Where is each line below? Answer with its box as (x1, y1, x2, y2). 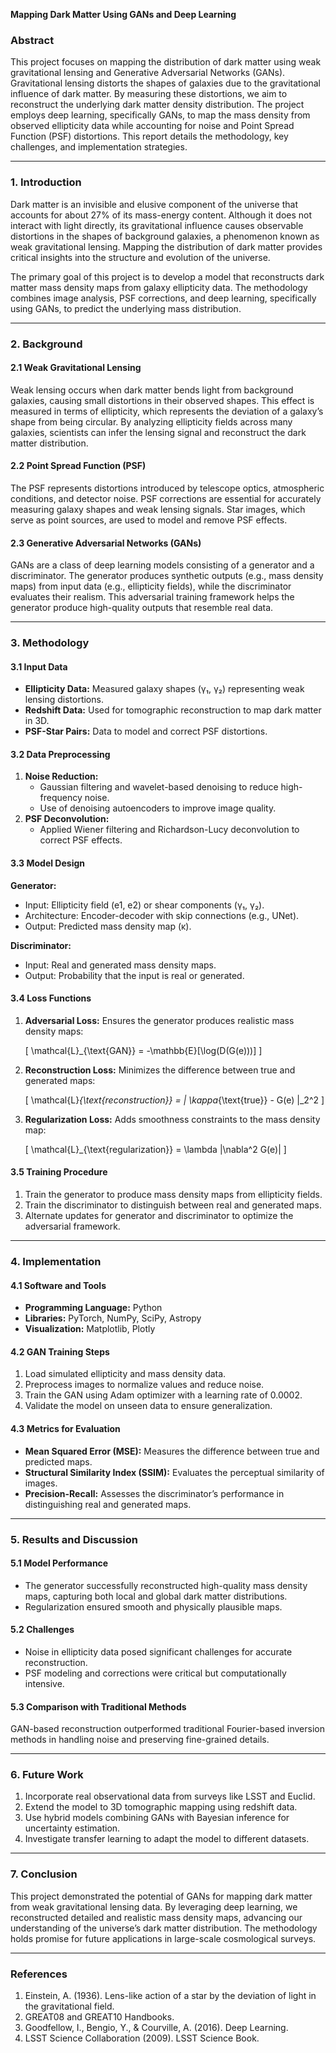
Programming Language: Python (24, 1302, 163, 1314)
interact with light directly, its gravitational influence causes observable (10, 219, 304, 231)
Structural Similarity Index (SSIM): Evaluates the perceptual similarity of (24, 1466, 325, 1478)
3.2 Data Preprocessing (10, 748, 111, 760)
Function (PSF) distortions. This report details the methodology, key (10, 130, 289, 143)
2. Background (10, 337, 83, 351)
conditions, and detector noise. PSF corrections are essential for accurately (10, 492, 322, 504)
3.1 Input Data (10, 660, 68, 673)
